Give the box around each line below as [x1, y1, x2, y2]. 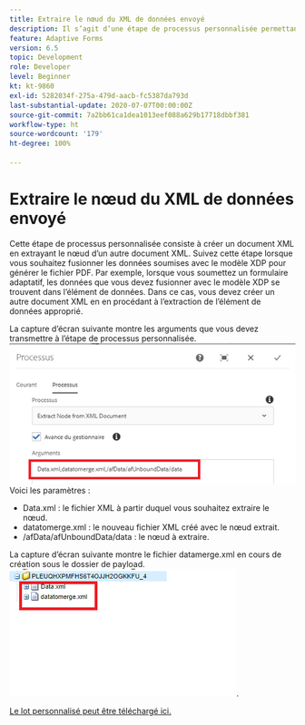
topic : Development [9, 53, 84, 63]
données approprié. [9, 305, 84, 317]
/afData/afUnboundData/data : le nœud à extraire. [22, 532, 211, 543]
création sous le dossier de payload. [9, 559, 145, 570]
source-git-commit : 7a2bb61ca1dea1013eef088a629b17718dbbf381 [9, 110, 250, 120]
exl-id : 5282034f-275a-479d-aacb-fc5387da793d [9, 91, 189, 100]
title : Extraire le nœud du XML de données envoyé [9, 15, 205, 24]
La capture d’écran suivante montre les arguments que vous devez [9, 323, 259, 334]
